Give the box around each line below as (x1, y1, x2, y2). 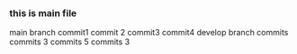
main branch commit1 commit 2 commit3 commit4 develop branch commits (9, 27, 289, 38)
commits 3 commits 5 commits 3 (9, 36, 130, 47)
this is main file (9, 7, 77, 19)
